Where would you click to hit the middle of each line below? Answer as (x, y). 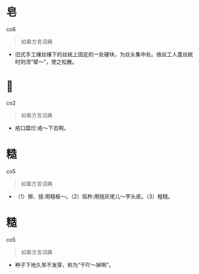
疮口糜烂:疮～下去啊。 (42, 128)
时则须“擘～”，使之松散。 (46, 62)
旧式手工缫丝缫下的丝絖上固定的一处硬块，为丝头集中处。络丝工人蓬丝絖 (104, 54)
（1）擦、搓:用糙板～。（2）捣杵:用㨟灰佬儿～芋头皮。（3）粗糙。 (94, 196)
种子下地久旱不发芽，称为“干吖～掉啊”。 (65, 264)
